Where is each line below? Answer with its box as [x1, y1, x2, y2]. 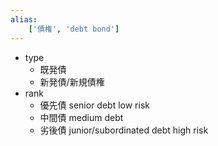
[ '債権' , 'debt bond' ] [28, 24, 120, 34]
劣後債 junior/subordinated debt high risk [39, 124, 209, 136]
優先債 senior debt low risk [39, 99, 150, 111]
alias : [10, 14, 38, 25]
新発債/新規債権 [39, 76, 105, 88]
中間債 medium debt [39, 111, 124, 123]
